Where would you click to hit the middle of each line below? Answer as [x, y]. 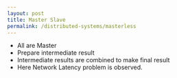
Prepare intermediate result [56, 53]
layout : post [26, 13]
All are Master [37, 46]
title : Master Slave [37, 20]
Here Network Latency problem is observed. [80, 67]
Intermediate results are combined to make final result [93, 60]
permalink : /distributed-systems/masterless [72, 26]
